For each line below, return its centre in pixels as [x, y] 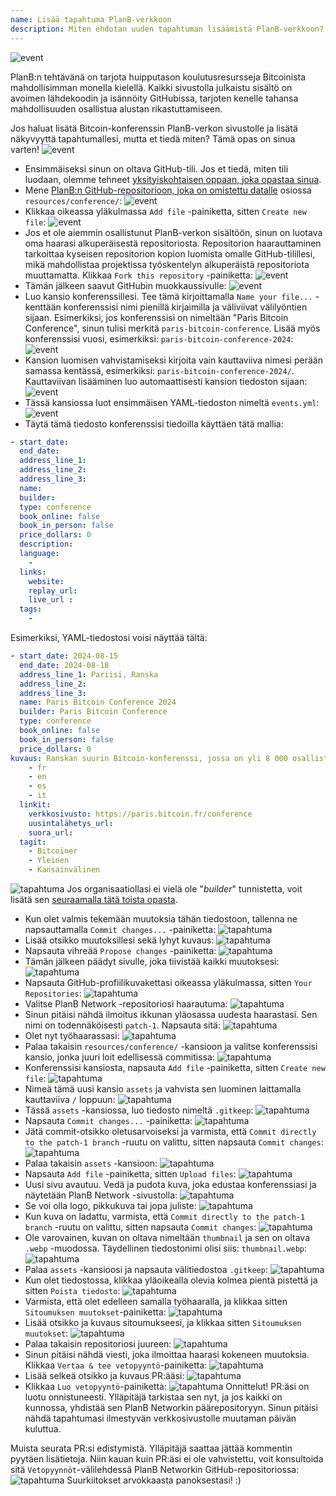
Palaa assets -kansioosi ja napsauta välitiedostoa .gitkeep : [146, 1269]
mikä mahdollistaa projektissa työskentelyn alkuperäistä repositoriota [167, 264]
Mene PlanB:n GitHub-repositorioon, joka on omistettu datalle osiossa [168, 190]
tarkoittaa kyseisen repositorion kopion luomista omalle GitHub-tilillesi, [170, 253]
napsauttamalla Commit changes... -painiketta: [120, 929]
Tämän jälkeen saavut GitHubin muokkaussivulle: [125, 285]
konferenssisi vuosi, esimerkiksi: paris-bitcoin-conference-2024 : [159, 338]
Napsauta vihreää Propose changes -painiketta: [120, 950]
